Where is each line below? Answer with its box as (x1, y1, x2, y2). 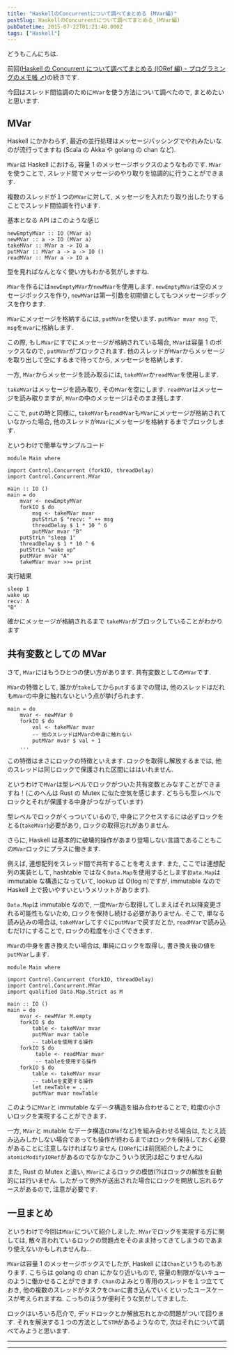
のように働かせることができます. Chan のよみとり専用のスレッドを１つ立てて (7, 1277, 225, 1285)
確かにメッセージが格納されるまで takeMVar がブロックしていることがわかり (7, 617, 223, 626)
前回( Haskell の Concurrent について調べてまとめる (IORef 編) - (7, 64, 187, 73)
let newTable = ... (32, 1084, 89, 1091)
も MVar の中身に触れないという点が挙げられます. (7, 691, 144, 699)
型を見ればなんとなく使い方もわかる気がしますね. (7, 268, 150, 276)
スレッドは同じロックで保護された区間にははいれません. (13, 765, 174, 773)
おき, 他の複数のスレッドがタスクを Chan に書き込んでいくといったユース (7, 1285, 212, 1294)
